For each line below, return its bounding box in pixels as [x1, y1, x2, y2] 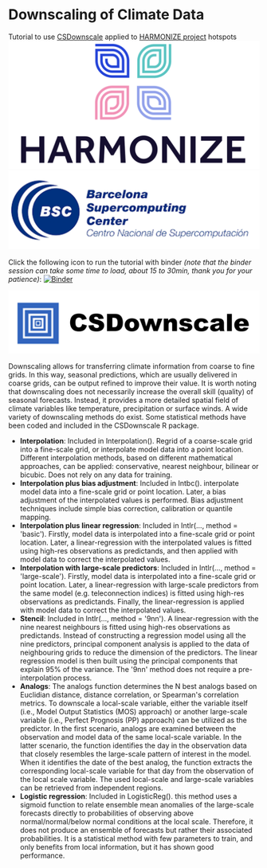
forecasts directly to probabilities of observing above [19, 808, 194, 818]
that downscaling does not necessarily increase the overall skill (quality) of [8, 386, 253, 396]
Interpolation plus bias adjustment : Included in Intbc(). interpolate [19, 478, 239, 487]
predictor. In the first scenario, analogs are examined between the [19, 723, 237, 733]
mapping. [19, 512, 52, 522]
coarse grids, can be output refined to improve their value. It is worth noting [8, 378, 257, 388]
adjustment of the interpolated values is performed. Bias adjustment [19, 495, 244, 505]
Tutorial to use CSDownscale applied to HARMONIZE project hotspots [8, 32, 238, 41]
